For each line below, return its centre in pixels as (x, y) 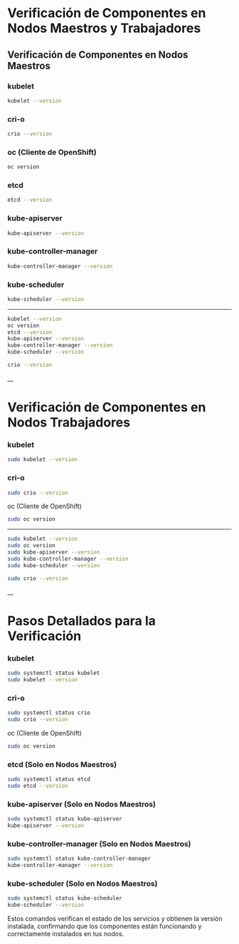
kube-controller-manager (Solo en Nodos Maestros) (99, 843)
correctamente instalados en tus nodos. (66, 933)
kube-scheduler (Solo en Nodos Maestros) (83, 883)
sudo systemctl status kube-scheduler (65, 898)
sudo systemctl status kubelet (54, 673)
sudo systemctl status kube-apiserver (65, 819)
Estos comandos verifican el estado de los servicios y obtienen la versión (115, 918)
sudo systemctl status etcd (49, 779)
